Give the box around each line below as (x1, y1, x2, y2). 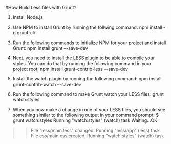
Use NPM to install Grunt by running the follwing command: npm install (12, 24, 162, 30)
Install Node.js (12, 14, 43, 20)
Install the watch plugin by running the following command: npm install (12, 76, 162, 81)
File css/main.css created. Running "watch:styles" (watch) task (30, 133, 164, 139)
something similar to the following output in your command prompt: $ (12, 112, 159, 118)
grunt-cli (17, 30, 35, 35)
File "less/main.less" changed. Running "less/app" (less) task (30, 128, 160, 133)
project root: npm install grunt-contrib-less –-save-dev (12, 66, 129, 72)
